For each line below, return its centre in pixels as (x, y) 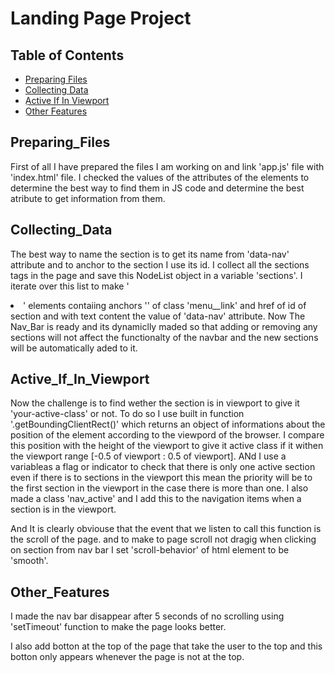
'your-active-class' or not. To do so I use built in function (127, 414)
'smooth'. (29, 561)
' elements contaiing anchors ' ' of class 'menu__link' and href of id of (165, 305)
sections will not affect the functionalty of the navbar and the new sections (164, 337)
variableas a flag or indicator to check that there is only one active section (163, 467)
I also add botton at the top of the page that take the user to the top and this (166, 646)
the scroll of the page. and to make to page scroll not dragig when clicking (163, 539)
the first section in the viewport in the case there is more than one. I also (159, 488)
